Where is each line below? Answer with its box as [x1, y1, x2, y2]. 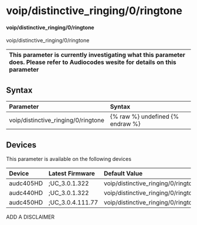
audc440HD [9, 189, 43, 197]
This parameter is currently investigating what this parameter [9, 51, 186, 59]
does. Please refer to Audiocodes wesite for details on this [9, 58, 176, 66]
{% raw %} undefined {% [110, 113, 179, 121]
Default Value [103, 169, 142, 177]
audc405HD [9, 179, 43, 187]
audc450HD [9, 199, 43, 207]
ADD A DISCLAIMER [6, 213, 55, 221]
